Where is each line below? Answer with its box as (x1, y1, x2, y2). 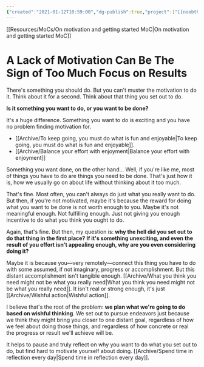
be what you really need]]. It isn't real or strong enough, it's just (6, 285, 165, 292)
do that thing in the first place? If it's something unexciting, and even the (6, 235, 193, 242)
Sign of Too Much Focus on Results (6, 66, 187, 80)
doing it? (6, 247, 29, 255)
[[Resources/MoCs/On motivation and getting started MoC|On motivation (6, 26, 189, 33)
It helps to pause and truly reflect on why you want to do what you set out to (6, 341, 197, 348)
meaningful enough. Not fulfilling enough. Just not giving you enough (6, 210, 180, 217)
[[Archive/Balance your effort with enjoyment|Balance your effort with (15, 147, 190, 155)
